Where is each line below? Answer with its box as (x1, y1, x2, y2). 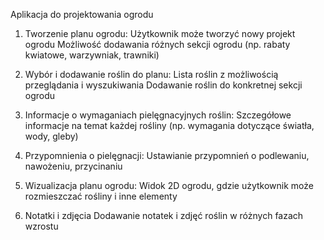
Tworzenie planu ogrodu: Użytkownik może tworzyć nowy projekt (24, 28, 296, 39)
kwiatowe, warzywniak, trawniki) (24, 49, 160, 61)
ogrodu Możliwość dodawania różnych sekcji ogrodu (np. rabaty (24, 39, 291, 50)
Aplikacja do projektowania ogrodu (10, 9, 154, 20)
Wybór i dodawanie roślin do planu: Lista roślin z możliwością (24, 69, 279, 80)
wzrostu (24, 220, 59, 232)
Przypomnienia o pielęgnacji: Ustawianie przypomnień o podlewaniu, (24, 150, 310, 161)
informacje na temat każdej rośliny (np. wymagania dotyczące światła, (24, 120, 315, 131)
